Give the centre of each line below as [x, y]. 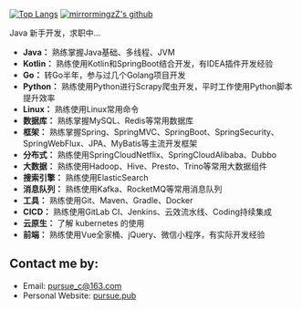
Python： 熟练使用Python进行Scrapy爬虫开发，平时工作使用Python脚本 [158, 86]
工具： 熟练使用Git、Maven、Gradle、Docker [108, 200]
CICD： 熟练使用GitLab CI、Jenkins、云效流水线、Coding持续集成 [147, 212]
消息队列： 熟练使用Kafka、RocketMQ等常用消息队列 [122, 189]
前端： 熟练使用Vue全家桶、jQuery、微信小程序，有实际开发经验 [144, 234]
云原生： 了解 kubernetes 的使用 [83, 223]
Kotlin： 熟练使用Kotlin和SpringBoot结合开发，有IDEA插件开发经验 [148, 63]
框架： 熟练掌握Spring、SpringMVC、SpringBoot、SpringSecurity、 [151, 132]
